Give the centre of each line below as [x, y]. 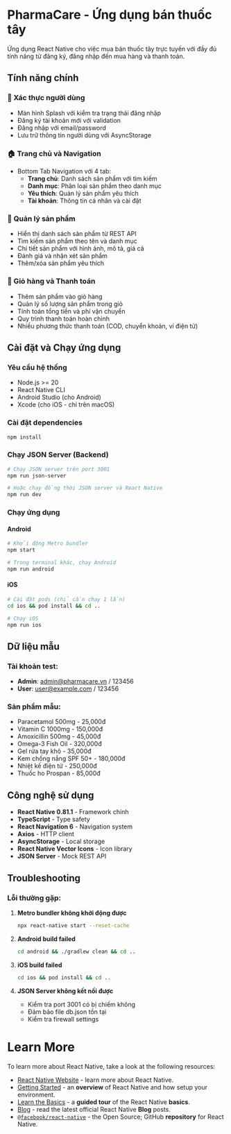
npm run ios [24, 625]
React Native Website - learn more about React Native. [95, 1080]
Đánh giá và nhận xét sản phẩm [62, 256]
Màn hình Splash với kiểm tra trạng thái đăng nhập [89, 113]
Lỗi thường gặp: [34, 897]
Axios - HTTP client [46, 834]
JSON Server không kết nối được [65, 991]
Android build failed [46, 939]
